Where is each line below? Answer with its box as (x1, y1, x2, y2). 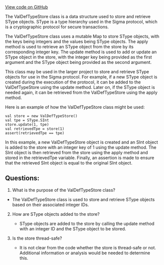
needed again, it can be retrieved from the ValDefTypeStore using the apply (5, 90, 158, 95)
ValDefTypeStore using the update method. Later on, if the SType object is (5, 84, 155, 90)
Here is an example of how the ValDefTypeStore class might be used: (5, 104, 145, 110)
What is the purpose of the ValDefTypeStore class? (12, 187, 116, 193)
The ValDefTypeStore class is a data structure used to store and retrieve (5, 14, 151, 19)
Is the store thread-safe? (12, 235, 62, 241)
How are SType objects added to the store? (12, 211, 100, 217)
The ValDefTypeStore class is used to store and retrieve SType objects (12, 196, 155, 202)
